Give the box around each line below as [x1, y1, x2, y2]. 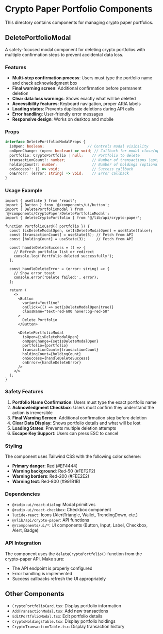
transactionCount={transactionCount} [22, 347, 98, 352]
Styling [5, 442, 23, 449]
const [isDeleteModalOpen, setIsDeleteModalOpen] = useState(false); [9, 228, 153, 233]
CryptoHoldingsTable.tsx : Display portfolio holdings [12, 618, 115, 624]
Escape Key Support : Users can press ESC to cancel [12, 430, 119, 436]
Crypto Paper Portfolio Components [5, 3, 153, 15]
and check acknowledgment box [12, 80, 78, 86]
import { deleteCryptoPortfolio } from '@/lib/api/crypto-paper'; [5, 215, 142, 220]
